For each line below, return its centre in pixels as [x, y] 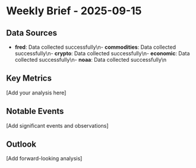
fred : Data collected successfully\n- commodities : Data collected [95, 47]
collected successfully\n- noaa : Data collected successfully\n [91, 60]
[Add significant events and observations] [57, 125]
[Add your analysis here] [36, 93]
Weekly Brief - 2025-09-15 [74, 11]
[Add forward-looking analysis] [44, 159]
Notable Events [35, 111]
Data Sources [32, 33]
